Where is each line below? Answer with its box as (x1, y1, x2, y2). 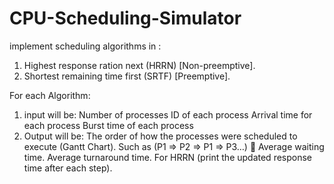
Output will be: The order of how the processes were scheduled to (23, 130, 298, 142)
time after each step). (23, 162, 113, 174)
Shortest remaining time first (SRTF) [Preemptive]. (23, 70, 231, 82)
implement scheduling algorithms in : (9, 40, 162, 52)
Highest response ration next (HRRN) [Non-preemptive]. (23, 59, 256, 71)
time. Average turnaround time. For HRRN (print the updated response (23, 151, 313, 163)
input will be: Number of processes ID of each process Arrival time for (23, 108, 313, 121)
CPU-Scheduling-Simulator (9, 7, 242, 30)
